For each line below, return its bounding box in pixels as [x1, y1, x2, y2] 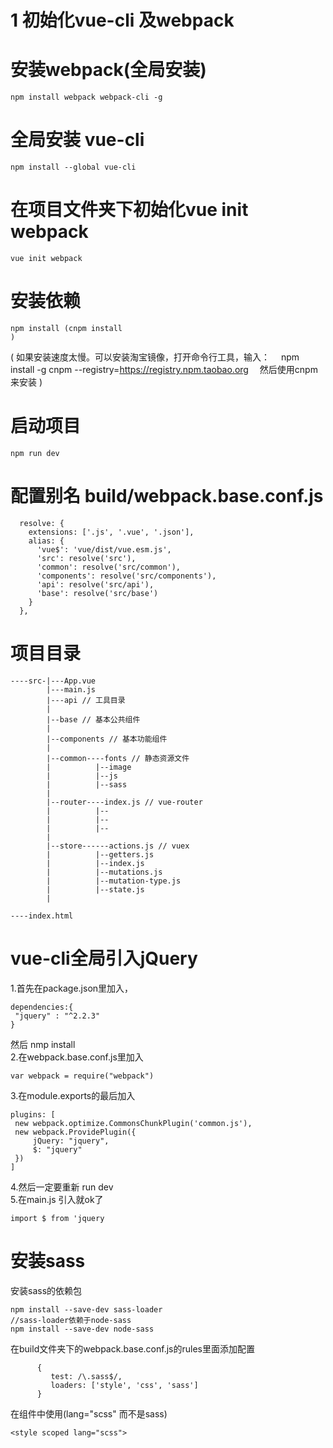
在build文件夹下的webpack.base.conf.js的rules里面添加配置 [10, 1342, 255, 1355]
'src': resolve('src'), [36, 553, 137, 563]
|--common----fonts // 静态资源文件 [46, 753, 190, 763]
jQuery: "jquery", [32, 1136, 110, 1146]
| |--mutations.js [46, 867, 163, 877]
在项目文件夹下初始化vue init [10, 199, 249, 221]
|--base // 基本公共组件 [46, 714, 141, 725]
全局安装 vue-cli [10, 129, 145, 151]
